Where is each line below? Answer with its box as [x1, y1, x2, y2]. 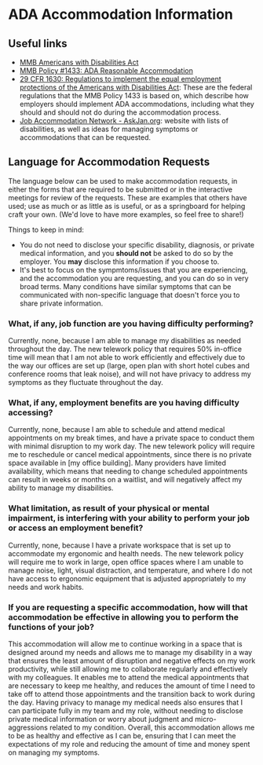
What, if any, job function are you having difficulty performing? [8, 318, 254, 329]
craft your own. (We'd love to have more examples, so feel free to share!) [8, 210, 245, 219]
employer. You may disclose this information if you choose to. [19, 257, 220, 266]
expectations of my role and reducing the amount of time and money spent [8, 740, 250, 749]
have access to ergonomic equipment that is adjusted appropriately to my [8, 573, 247, 583]
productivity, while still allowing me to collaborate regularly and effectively [8, 664, 248, 673]
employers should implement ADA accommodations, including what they [19, 100, 255, 108]
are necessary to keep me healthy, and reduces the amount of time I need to [8, 681, 255, 690]
